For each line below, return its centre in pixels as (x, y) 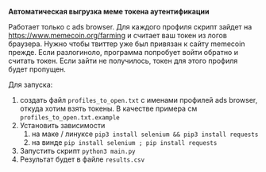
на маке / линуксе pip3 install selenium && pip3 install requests (145, 134)
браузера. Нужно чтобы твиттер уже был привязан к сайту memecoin (127, 44)
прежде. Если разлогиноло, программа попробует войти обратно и (123, 52)
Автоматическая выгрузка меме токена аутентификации (109, 12)
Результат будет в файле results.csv (82, 159)
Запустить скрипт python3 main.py (77, 151)
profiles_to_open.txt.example (70, 118)
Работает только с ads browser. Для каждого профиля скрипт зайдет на (130, 27)
